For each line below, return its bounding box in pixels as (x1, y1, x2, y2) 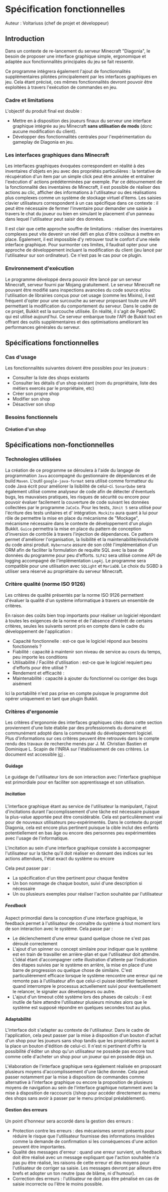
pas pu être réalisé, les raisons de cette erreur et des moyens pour (12, 1159, 150, 1165)
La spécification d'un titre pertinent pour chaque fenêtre (12, 875, 128, 881)
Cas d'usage (5, 353, 36, 360)
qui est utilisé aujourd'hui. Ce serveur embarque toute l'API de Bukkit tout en (5, 313, 162, 319)
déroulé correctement (12, 941, 57, 947)
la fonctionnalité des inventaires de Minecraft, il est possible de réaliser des (5, 184, 160, 190)
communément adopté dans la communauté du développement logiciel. (5, 730, 153, 736)
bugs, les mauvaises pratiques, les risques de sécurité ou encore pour (5, 494, 150, 500)
